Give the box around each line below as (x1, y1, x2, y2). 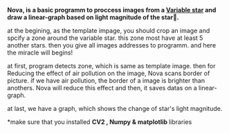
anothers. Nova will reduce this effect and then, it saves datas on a (7, 84, 197, 92)
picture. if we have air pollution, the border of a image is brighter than (7, 76, 205, 85)
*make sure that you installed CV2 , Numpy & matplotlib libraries (7, 118, 192, 126)
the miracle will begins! (7, 48, 73, 57)
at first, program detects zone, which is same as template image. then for (7, 62, 216, 70)
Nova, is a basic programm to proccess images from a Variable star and (7, 6, 217, 14)
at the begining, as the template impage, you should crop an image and (7, 27, 210, 34)
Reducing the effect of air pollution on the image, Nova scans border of (7, 69, 210, 77)
